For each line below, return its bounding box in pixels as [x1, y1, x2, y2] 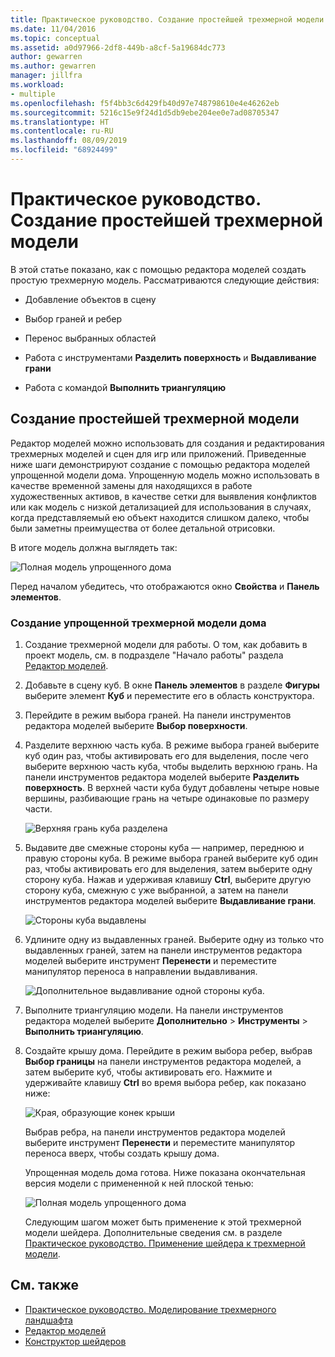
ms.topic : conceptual [10, 33, 101, 43]
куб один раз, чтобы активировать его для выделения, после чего [24, 749, 309, 761]
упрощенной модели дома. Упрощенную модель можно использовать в [10, 469, 320, 481]
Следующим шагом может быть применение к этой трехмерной [24, 1216, 302, 1228]
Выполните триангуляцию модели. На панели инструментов [24, 1004, 284, 1016]
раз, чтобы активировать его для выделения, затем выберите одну [24, 862, 313, 875]
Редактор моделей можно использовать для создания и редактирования [10, 437, 325, 449]
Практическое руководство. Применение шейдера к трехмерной [24, 1237, 306, 1249]
